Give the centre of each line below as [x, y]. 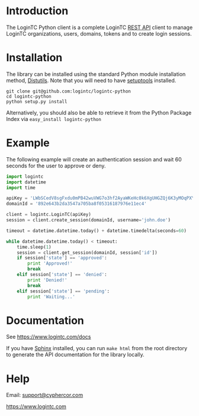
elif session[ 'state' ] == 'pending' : [63, 291]
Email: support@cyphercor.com [45, 395]
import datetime [26, 182]
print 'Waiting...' [52, 297]
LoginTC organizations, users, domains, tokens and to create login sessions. [99, 33]
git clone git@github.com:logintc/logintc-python [69, 91]
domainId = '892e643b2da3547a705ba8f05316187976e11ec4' [76, 204]
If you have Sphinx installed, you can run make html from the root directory [97, 348]
